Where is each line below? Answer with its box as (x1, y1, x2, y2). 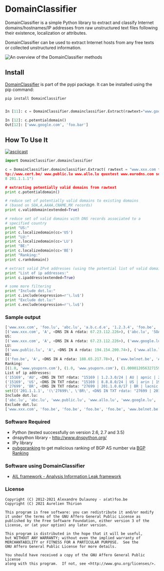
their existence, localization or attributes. (5, 30, 87, 36)
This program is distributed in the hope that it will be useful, (5, 531, 143, 536)
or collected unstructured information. (5, 45, 82, 50)
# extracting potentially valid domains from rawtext (5, 185, 117, 190)
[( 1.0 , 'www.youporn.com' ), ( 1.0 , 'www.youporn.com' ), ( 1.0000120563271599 (5, 365, 163, 370)
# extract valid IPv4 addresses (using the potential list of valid (5, 266, 147, 271)
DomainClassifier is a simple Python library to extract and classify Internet (5, 20, 154, 25)
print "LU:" (5, 234, 29, 239)
